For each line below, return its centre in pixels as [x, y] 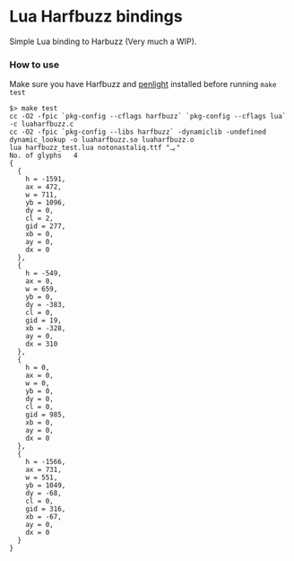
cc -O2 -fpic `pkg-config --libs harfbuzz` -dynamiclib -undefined [138, 132]
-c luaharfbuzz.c [42, 124]
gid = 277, [46, 226]
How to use [35, 65]
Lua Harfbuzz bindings [96, 17]
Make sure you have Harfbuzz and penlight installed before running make [143, 84]
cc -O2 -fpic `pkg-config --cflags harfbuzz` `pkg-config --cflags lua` [148, 117]
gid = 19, [44, 320]
